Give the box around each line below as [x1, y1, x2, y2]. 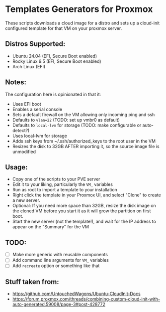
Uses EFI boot [12, 101, 41, 107]
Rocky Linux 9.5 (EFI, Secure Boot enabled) [12, 58, 101, 64]
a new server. [12, 197, 41, 203]
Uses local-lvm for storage [12, 133, 67, 139]
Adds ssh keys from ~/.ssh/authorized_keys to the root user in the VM [12, 138, 156, 144]
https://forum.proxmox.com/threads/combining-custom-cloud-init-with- [12, 296, 161, 302]
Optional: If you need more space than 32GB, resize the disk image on [12, 203, 157, 209]
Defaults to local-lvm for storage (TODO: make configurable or [12, 122, 142, 128]
